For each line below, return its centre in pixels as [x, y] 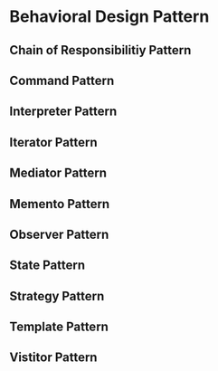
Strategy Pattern [57, 296]
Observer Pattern [59, 234]
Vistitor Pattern [53, 358]
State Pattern [47, 266]
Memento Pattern [60, 204]
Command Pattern [62, 80]
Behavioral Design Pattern [109, 17]
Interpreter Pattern [63, 112]
